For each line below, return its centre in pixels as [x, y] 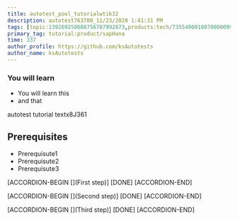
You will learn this [43, 93]
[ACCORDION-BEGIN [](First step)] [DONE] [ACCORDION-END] [100, 182]
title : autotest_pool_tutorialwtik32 [63, 14]
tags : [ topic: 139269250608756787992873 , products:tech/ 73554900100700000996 [121, 27]
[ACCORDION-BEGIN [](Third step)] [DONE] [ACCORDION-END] [101, 210]
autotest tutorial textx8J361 [47, 114]
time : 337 [22, 40]
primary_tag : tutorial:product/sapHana [66, 34]
